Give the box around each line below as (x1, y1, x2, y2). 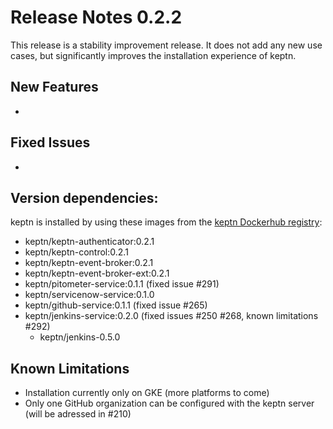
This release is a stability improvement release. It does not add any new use (10, 39, 323, 51)
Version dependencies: (10, 189, 159, 206)
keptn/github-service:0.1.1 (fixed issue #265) (24, 299, 208, 311)
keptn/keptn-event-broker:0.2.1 (24, 257, 154, 269)
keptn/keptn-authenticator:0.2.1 (24, 236, 155, 248)
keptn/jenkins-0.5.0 (39, 331, 121, 343)
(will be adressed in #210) (24, 408, 132, 420)
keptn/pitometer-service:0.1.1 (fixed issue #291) (24, 278, 220, 290)
